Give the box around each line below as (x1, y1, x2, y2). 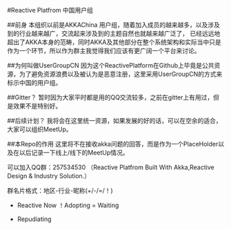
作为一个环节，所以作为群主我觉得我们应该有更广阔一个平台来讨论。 (7, 47, 201, 55)
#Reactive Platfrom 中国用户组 (7, 6, 93, 14)
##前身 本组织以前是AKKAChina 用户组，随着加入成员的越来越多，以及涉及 (7, 21, 221, 29)
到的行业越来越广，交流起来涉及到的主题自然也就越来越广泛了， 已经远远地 (7, 30, 221, 37)
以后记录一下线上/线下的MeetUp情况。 (19, 148, 129, 157)
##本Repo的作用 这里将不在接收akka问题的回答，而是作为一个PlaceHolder (7, 140, 219, 148)
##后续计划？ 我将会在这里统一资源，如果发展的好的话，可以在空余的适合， (7, 117, 222, 124)
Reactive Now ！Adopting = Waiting (17, 201, 119, 209)
